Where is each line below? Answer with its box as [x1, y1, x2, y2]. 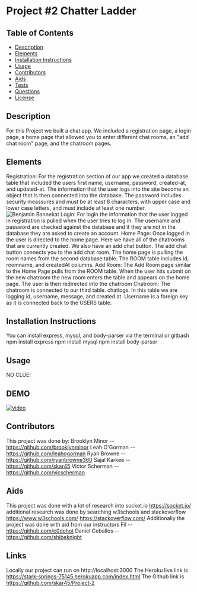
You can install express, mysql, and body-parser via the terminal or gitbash [6, 332, 190, 339]
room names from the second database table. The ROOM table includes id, [6, 254, 189, 262]
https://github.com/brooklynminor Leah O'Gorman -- [6, 443, 135, 451]
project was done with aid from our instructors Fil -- [6, 521, 133, 528]
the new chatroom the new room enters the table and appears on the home [6, 273, 190, 281]
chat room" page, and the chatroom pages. [6, 140, 112, 147]
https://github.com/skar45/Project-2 [6, 579, 95, 586]
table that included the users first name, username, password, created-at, [6, 179, 187, 186]
